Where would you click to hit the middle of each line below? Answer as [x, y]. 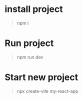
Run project [29, 43]
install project [34, 9]
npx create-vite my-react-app [47, 91]
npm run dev [30, 57]
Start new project [41, 77]
